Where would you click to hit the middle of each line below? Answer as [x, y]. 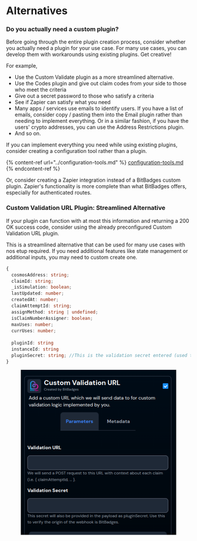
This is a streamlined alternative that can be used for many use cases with [96, 245]
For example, [22, 66]
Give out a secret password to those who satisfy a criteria [84, 96]
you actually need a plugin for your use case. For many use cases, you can [96, 48]
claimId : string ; [33, 281]
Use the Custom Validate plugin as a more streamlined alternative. [94, 77]
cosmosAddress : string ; [40, 275]
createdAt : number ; [35, 300]
